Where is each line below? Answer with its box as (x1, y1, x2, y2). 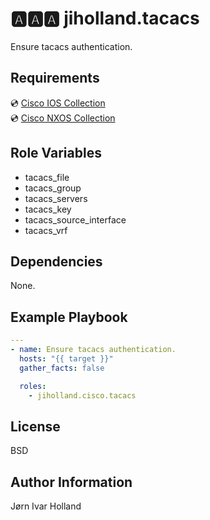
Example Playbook (10, 308, 128, 326)
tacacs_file (24, 171, 70, 183)
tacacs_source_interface (24, 213, 127, 226)
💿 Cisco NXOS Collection (10, 112, 116, 124)
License (10, 418, 61, 435)
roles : (19, 381, 47, 391)
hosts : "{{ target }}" (19, 353, 114, 364)
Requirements (10, 70, 100, 87)
